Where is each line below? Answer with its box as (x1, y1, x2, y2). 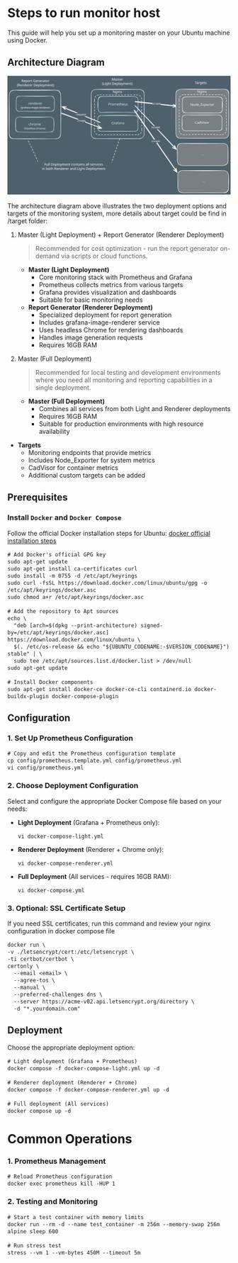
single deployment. (35, 383, 91, 391)
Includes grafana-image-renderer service (38, 318, 161, 327)
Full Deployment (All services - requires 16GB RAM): (17, 872, 171, 880)
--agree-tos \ (13, 977, 55, 984)
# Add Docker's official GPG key (7, 551, 106, 558)
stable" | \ (7, 650, 42, 657)
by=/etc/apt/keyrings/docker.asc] (7, 629, 110, 636)
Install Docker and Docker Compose (7, 512, 122, 522)
